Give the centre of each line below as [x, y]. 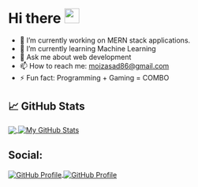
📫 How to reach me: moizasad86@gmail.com [94, 65]
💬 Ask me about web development [75, 57]
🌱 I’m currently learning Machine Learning [88, 48]
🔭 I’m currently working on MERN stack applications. [105, 40]
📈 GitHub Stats [47, 107]
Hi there [35, 19]
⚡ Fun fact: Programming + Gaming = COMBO [94, 77]
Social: [26, 155]
